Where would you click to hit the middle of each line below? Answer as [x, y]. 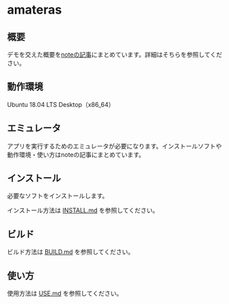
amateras [35, 10]
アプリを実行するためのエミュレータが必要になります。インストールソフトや [114, 146]
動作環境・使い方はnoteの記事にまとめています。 [76, 154]
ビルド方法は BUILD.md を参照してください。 [71, 252]
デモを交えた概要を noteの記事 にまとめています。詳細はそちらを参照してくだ [115, 54]
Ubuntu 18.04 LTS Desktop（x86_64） [61, 104]
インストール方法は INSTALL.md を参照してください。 [83, 210]
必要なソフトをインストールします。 [58, 196]
